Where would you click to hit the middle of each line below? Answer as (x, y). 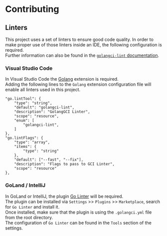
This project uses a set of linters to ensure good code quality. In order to (79, 39)
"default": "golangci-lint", (44, 108)
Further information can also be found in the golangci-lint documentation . (82, 55)
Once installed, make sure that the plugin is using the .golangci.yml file (79, 212)
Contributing (32, 9)
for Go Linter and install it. (32, 207)
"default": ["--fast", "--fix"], (49, 160)
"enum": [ (24, 120)
